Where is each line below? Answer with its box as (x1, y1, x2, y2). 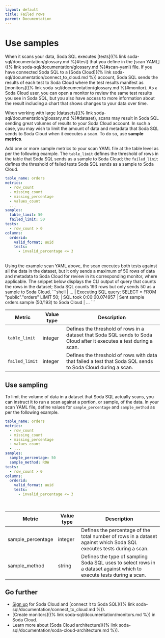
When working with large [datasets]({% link (5, 110, 93, 116)
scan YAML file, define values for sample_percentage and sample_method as (5, 404, 155, 410)
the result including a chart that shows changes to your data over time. (5, 101, 148, 106)
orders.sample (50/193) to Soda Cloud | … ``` (5, 300, 96, 306)
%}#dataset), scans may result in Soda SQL (70, 115, 159, 121)
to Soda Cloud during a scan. (66, 364, 134, 371)
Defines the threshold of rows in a (66, 326, 144, 332)
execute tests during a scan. (81, 571, 146, 578)
